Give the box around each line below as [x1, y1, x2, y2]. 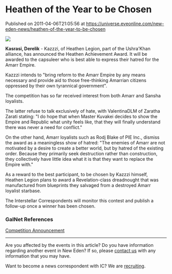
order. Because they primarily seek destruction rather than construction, [5, 150, 158, 157]
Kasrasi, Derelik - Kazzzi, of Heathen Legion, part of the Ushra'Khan [5, 45, 151, 52]
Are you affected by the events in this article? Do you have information [5, 242, 154, 248]
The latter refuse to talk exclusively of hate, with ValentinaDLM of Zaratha [5, 108, 160, 114]
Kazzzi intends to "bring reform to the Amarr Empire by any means [5, 72, 146, 78]
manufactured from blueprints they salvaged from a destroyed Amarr [5, 182, 151, 188]
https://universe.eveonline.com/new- [86, 20, 164, 27]
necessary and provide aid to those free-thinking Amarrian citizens [5, 77, 147, 83]
